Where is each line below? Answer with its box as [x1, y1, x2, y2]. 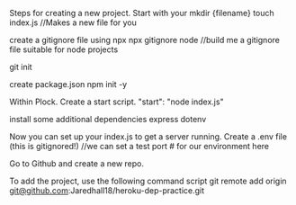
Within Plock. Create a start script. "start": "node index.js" [9, 96, 224, 107]
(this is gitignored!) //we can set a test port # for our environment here [9, 141, 270, 151]
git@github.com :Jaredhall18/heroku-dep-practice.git [9, 185, 205, 196]
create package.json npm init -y [9, 79, 128, 89]
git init [9, 62, 33, 72]
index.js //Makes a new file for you [9, 17, 138, 28]
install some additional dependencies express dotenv [9, 114, 207, 124]
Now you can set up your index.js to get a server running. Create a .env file [9, 131, 288, 142]
